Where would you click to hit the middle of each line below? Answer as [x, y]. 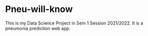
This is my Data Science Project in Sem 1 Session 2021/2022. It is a [74, 23]
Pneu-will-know [39, 9]
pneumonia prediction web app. [38, 28]
